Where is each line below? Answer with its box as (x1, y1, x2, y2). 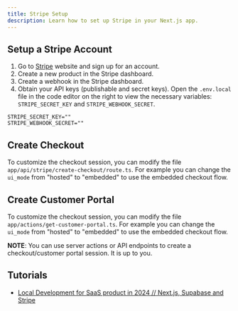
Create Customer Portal (7, 193, 115, 206)
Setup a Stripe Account (7, 43, 112, 55)
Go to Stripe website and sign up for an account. (17, 62, 160, 71)
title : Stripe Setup (7, 10, 69, 18)
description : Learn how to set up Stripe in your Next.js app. (7, 17, 199, 24)
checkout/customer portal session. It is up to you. (7, 249, 153, 257)
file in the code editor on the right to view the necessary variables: (17, 92, 212, 101)
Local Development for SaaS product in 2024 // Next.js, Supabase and (17, 288, 224, 297)
